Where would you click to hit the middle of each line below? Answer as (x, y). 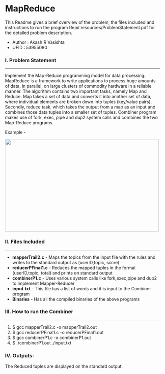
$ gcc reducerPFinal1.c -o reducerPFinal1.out (58, 332)
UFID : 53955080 (30, 47)
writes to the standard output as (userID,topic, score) (66, 262)
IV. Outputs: (20, 355)
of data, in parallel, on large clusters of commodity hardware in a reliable (78, 86)
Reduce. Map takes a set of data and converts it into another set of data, (78, 97)
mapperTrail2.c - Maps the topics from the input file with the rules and (84, 257)
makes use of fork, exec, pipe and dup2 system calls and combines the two (82, 118)
